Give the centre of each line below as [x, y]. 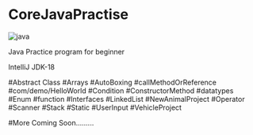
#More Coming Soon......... [51, 122]
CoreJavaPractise [69, 15]
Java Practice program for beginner [67, 51]
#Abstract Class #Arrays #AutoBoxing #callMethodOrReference [112, 82]
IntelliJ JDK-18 [32, 67]
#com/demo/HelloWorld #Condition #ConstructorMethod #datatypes [121, 90]
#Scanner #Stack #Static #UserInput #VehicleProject [95, 107]
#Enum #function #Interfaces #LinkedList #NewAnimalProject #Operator [126, 99]
